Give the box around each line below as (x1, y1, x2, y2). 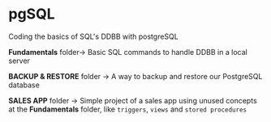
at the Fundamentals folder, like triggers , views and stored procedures (8, 104, 247, 114)
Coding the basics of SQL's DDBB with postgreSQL (8, 32, 179, 41)
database (8, 80, 41, 90)
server (8, 56, 31, 65)
